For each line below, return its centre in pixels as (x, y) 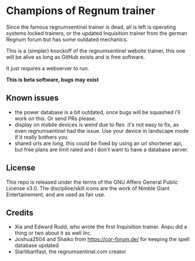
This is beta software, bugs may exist (52, 80)
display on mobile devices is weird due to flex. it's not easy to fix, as (97, 125)
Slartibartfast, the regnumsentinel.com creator (70, 252)
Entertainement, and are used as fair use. (56, 194)
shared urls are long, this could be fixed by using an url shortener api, (98, 143)
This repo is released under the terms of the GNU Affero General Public (92, 182)
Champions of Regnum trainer (81, 11)
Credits (20, 213)
